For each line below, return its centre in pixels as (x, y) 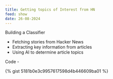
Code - (12, 62)
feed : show (16, 14)
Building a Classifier (25, 33)
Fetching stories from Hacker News (48, 42)
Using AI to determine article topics (48, 52)
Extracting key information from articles (52, 47)
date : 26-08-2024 (23, 19)
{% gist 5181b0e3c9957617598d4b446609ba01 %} (57, 71)
